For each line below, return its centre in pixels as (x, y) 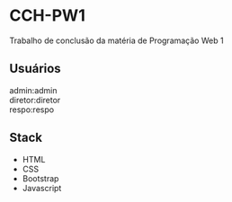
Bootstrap (40, 178)
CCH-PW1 (47, 16)
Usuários (35, 69)
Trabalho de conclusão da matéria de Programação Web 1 (116, 40)
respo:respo (32, 110)
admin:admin (33, 90)
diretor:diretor (35, 100)
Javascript (42, 188)
